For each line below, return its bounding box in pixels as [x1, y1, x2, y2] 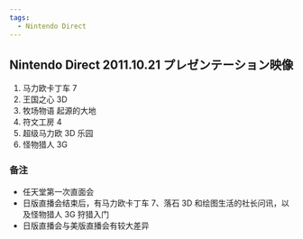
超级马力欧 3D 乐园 [22, 128, 94, 139]
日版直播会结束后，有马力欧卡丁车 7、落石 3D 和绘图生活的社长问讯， [22, 198, 282, 208]
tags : [9, 13, 30, 23]
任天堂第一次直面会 [22, 186, 95, 197]
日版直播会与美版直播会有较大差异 [22, 220, 150, 231]
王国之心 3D [22, 94, 68, 105]
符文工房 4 [22, 116, 62, 127]
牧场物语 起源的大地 [22, 106, 96, 116]
